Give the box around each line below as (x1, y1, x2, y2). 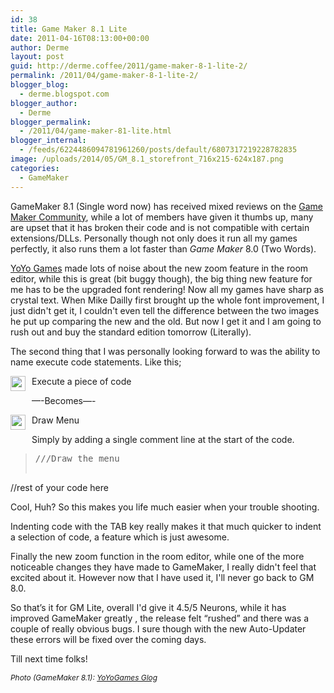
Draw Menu (31, 414, 80, 426)
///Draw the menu (34, 452, 120, 464)
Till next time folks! (10, 652, 88, 665)
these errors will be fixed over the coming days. (10, 633, 207, 645)
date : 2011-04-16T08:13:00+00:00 (10, 33, 150, 43)
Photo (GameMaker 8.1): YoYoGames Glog (10, 672, 158, 683)
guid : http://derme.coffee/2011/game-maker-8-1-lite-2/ (10, 61, 248, 71)
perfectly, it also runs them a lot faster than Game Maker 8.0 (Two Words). (10, 242, 317, 255)
